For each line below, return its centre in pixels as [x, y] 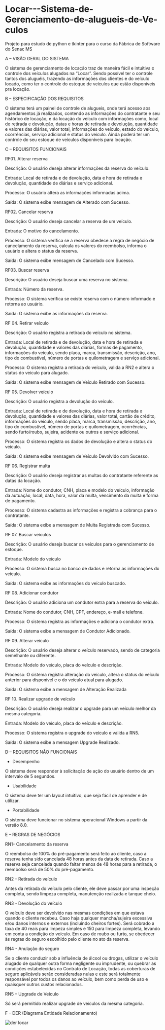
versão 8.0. [16, 825]
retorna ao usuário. [24, 304]
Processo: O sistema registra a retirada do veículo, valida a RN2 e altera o [80, 367]
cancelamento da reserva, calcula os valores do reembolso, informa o [76, 246]
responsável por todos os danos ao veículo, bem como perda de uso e [77, 979]
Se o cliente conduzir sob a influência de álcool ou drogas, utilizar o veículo [82, 958]
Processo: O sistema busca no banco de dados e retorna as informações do [82, 568]
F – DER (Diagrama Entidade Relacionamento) [51, 1013]
